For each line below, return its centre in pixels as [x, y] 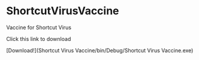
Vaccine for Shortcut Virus [39, 27]
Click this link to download [39, 39]
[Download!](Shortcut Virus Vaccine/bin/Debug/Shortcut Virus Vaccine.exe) [100, 50]
